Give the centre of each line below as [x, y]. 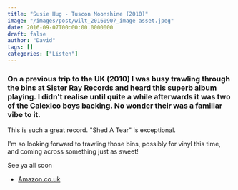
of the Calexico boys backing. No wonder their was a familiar [115, 106]
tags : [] [20, 47]
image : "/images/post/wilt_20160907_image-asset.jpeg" [91, 21]
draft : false [27, 34]
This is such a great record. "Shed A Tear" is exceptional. [92, 130]
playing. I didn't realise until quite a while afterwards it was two [119, 96]
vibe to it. [24, 114]
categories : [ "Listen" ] [43, 54]
